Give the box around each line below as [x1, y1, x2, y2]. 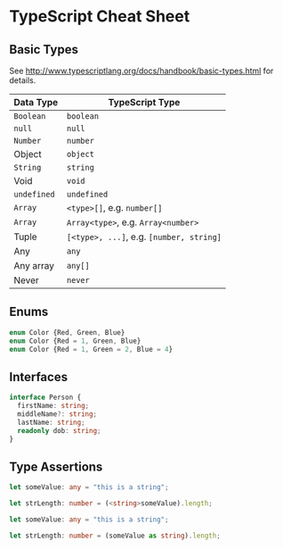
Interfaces [9, 369, 69, 385]
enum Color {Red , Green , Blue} [9, 328, 125, 337]
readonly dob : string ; [17, 426, 101, 435]
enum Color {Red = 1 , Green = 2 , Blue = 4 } [9, 345, 174, 354]
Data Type [13, 96, 59, 108]
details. [9, 75, 36, 86]
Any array [13, 260, 55, 271]
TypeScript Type [108, 96, 181, 108]
